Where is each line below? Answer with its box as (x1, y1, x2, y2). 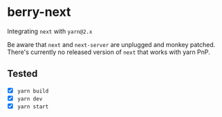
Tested (7, 68, 38, 80)
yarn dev (17, 95, 43, 102)
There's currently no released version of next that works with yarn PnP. (7, 48, 211, 56)
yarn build (17, 87, 49, 94)
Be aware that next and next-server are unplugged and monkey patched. (7, 40, 216, 48)
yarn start (17, 103, 49, 110)
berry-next (7, 4, 71, 20)
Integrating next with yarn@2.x (7, 27, 93, 35)
